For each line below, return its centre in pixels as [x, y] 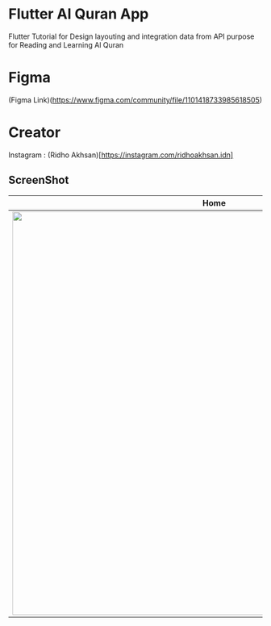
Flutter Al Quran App [79, 14]
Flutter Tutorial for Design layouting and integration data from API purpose [131, 36]
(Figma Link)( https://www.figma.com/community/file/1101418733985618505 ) [135, 100]
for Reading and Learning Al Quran [66, 44]
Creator [35, 133]
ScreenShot [39, 180]
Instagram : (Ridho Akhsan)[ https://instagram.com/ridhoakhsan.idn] [121, 155]
